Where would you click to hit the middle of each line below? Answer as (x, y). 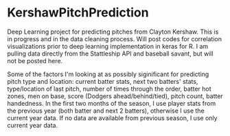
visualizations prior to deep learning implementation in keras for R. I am (108, 46)
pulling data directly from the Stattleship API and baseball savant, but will (111, 54)
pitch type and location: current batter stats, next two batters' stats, (103, 81)
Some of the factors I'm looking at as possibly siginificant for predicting (108, 74)
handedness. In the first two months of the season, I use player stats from (112, 103)
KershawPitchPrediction (78, 13)
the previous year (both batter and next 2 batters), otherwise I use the (106, 111)
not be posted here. (35, 60)
